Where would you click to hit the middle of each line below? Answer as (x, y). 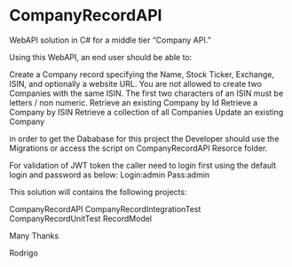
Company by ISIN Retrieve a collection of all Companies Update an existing (146, 112)
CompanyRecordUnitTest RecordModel (81, 218)
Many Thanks (34, 235)
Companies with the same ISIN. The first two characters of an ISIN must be (146, 93)
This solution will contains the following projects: (98, 192)
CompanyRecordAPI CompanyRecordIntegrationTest (105, 208)
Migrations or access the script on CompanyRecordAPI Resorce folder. (138, 148)
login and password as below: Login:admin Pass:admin (110, 175)
